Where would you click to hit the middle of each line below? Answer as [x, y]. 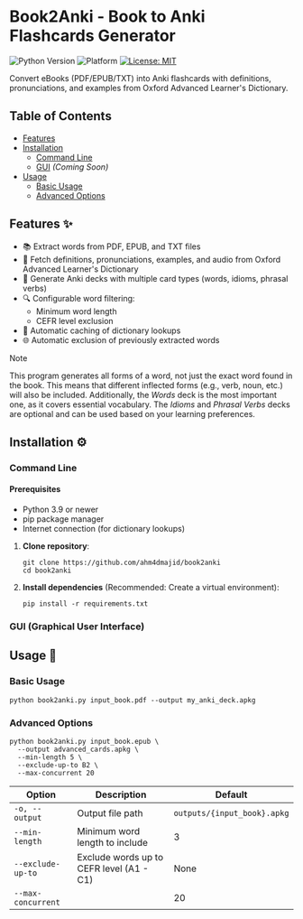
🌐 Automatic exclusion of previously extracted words [121, 339]
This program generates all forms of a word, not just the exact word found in [151, 376]
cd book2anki [47, 571]
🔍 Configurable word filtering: [78, 298]
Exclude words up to [120, 857]
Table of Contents [61, 116]
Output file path [110, 812]
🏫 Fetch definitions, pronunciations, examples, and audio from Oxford [151, 259]
